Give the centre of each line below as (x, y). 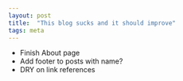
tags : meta (26, 30)
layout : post (30, 15)
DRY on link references (57, 70)
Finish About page (50, 53)
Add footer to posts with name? (71, 61)
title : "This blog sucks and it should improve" (92, 23)
